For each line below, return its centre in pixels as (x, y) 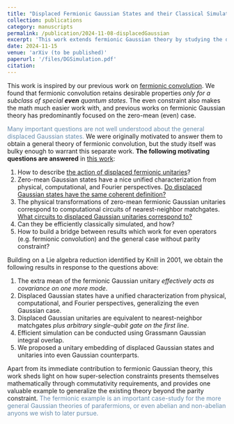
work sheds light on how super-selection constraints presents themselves (113, 376)
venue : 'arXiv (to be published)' (57, 53)
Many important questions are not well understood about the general (106, 129)
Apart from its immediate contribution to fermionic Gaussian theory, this (110, 368)
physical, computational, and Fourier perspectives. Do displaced (110, 187)
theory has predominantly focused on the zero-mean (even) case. (102, 115)
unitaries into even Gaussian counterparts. (78, 355)
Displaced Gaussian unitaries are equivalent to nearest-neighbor (110, 318)
